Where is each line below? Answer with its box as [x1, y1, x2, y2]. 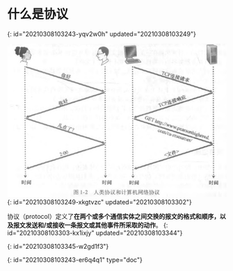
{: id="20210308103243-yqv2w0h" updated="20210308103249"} [7, 29, 197, 38]
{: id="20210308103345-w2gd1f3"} [7, 242, 109, 250]
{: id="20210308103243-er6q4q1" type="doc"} [7, 255, 143, 264]
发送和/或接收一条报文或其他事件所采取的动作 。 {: [25, 220, 168, 229]
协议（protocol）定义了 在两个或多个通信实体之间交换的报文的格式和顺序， [7, 212, 220, 220]
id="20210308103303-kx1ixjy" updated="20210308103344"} [7, 229, 183, 237]
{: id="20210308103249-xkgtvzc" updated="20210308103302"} [7, 197, 193, 206]
